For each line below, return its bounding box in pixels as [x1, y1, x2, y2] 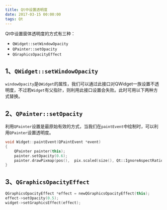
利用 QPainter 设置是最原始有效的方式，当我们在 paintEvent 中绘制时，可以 [5, 124, 154, 129]
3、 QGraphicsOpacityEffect [5, 177, 89, 186]
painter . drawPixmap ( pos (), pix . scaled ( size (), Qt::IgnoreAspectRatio [14, 158, 164, 163]
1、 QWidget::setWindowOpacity [5, 67, 98, 75]
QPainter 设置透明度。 [9, 130, 54, 136]
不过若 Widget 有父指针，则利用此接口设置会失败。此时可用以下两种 [18, 87, 154, 93]
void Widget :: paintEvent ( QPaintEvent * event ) [5, 140, 101, 144]
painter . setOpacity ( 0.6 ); [14, 153, 68, 158]
